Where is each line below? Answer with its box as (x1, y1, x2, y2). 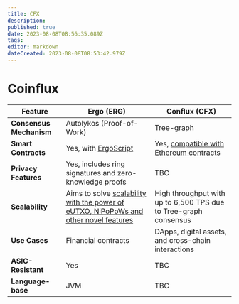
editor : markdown (7, 43, 59, 50)
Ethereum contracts (154, 147, 221, 157)
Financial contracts (65, 235, 129, 245)
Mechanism (11, 127, 52, 137)
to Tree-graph (154, 206, 203, 216)
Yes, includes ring (65, 159, 126, 169)
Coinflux (7, 81, 59, 97)
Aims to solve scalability (65, 188, 147, 198)
